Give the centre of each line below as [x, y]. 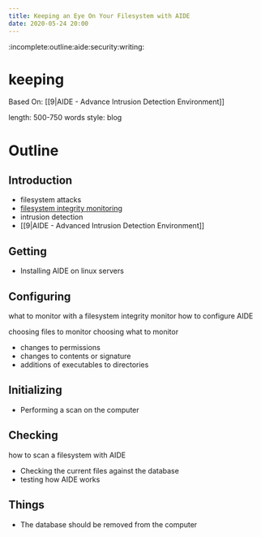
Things [26, 505]
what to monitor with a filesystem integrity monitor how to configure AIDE [131, 316]
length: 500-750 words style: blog [65, 118]
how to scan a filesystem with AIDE [67, 455]
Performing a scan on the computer [79, 409]
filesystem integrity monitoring [71, 209]
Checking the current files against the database [100, 470]
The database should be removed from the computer [109, 524]
